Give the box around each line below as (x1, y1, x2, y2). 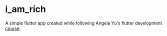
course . (5, 25, 21, 31)
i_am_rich (5, 3, 46, 15)
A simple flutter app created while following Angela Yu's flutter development (5, 20, 162, 26)
